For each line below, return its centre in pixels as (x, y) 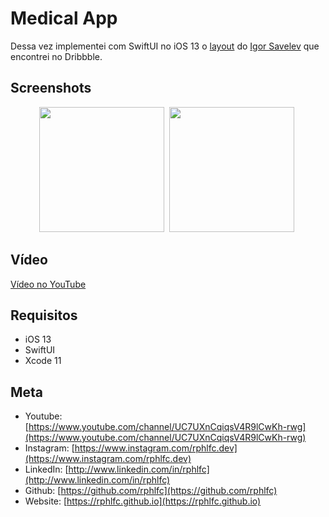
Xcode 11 (43, 361)
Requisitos (44, 315)
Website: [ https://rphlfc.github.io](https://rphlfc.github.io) (143, 501)
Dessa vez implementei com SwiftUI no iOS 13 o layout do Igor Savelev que (165, 46)
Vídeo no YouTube (48, 284)
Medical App (64, 18)
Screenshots (51, 88)
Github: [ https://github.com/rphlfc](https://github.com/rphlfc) (151, 491)
